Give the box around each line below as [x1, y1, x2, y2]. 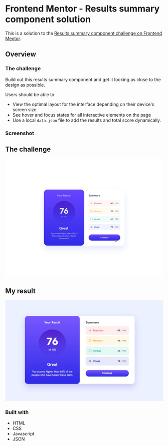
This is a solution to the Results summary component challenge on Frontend [5, 30, 162, 36]
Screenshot [5, 130, 34, 137]
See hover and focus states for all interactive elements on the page [12, 112, 151, 118]
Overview [5, 50, 37, 59]
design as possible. [5, 82, 45, 88]
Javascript [12, 431, 35, 437]
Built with [5, 408, 29, 415]
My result [5, 286, 36, 295]
